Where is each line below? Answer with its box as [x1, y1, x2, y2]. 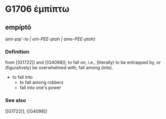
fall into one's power [19, 85, 62, 90]
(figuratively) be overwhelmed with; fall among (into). [5, 65, 114, 71]
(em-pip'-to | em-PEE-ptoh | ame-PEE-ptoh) [5, 36, 95, 42]
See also [5, 97, 26, 104]
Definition [5, 48, 30, 55]
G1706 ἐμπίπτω [5, 3, 70, 15]
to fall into [12, 74, 33, 80]
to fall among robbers [19, 80, 64, 86]
